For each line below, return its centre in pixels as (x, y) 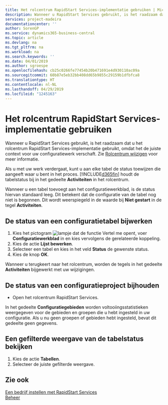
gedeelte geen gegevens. (31, 323)
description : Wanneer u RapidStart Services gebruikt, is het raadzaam (81, 15)
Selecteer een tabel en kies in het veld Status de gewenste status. (80, 249)
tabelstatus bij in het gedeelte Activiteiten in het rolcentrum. (67, 180)
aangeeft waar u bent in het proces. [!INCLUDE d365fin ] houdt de (72, 174)
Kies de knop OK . (30, 254)
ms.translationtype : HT (30, 80)
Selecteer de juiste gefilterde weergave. (53, 364)
